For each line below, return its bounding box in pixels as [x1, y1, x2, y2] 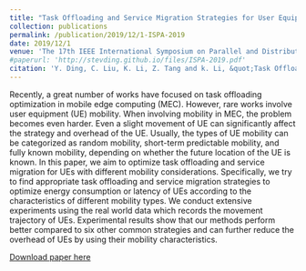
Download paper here [9, 251, 91, 262]
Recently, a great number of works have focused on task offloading [9, 88, 262, 100]
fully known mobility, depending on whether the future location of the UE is [9, 146, 291, 157]
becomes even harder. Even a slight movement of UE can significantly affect [9, 117, 296, 128]
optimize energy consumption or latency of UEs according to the [9, 186, 252, 196]
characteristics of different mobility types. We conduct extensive [9, 195, 252, 206]
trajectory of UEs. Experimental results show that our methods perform [9, 215, 276, 226]
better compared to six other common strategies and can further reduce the [9, 224, 294, 235]
